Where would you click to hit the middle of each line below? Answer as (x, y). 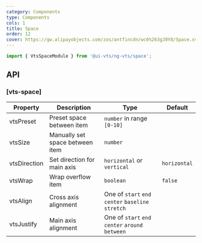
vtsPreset (23, 121)
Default (177, 107)
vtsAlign (21, 200)
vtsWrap (21, 181)
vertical (117, 167)
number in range (126, 118)
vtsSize (20, 142)
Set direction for (72, 160)
